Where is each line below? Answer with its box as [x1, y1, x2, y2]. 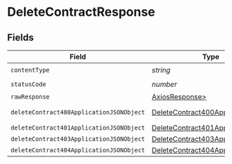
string [151, 65, 171, 74]
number [151, 79, 177, 89]
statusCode [10, 80, 46, 88]
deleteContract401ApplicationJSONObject [10, 124, 145, 132]
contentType [10, 66, 50, 74]
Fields [7, 32, 35, 43]
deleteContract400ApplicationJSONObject [10, 108, 145, 116]
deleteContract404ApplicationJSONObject [10, 146, 145, 154]
